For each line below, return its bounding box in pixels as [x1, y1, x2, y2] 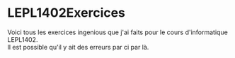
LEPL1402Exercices [7, 5, 126, 21]
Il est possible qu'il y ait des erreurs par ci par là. [7, 43, 149, 51]
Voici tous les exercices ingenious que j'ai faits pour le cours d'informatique [7, 28, 228, 36]
